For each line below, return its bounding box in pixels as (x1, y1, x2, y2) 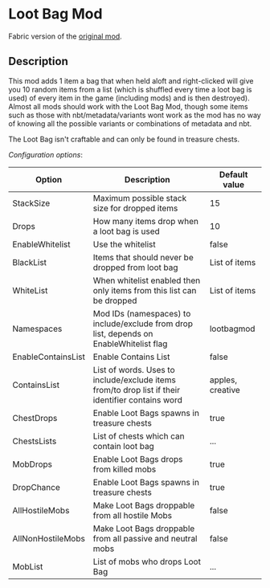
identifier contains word (92, 394, 182, 406)
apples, (209, 374, 238, 386)
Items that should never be (92, 251, 194, 263)
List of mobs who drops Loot (92, 556, 201, 567)
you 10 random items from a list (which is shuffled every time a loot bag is (8, 84, 252, 94)
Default (219, 169, 248, 180)
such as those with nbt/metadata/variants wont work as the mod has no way (8, 110, 261, 120)
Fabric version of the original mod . (8, 31, 122, 41)
